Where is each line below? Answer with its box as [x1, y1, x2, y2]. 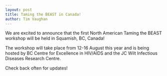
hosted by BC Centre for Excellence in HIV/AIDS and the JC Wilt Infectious [5, 50, 158, 56]
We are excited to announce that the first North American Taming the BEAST [5, 30, 162, 36]
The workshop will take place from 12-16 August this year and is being [5, 45, 150, 51]
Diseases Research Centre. [5, 56, 61, 62]
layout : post [5, 7, 32, 12]
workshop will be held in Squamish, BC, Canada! [5, 35, 105, 41]
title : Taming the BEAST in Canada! [5, 12, 81, 17]
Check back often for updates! [5, 65, 68, 71]
